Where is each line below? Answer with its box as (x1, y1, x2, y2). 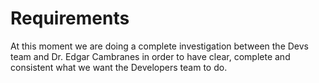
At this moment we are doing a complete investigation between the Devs (10, 40, 309, 52)
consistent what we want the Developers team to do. (10, 61, 228, 73)
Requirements (10, 7, 130, 30)
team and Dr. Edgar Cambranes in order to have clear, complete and (10, 50, 291, 62)
